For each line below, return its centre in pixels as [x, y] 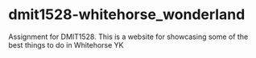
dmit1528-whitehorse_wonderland [127, 15]
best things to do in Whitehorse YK [66, 44]
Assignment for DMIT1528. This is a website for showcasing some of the [128, 37]
